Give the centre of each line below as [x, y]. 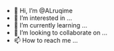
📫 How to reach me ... [46, 40]
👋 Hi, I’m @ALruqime [43, 11]
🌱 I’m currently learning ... [50, 25]
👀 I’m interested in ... [43, 18]
